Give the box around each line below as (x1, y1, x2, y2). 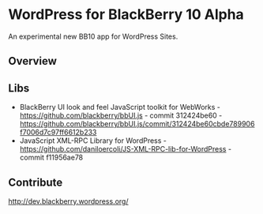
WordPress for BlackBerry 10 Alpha (8, 6, 245, 24)
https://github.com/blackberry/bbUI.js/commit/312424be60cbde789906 (19, 119, 255, 129)
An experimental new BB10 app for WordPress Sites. (8, 32, 178, 41)
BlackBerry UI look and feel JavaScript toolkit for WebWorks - (19, 103, 221, 112)
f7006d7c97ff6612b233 (19, 128, 97, 137)
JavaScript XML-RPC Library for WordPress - (19, 136, 167, 145)
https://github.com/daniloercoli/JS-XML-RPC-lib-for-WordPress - (19, 145, 231, 154)
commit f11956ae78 (19, 152, 84, 163)
